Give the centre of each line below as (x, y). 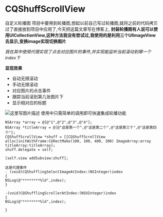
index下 (13, 57)
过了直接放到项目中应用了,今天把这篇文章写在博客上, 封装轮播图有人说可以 (80, 29)
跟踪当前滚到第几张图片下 (38, 96)
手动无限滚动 (25, 84)
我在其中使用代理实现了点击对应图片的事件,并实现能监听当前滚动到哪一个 (78, 52)
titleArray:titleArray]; (30, 145)
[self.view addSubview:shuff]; (37, 158)
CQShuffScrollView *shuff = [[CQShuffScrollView (55, 137)
